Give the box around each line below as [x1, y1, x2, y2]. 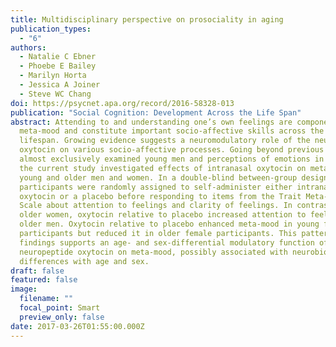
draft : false [10, 266, 65, 276]
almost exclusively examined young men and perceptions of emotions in [19, 154, 325, 164]
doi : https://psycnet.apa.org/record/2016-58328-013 [10, 98, 235, 108]
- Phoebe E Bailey [19, 61, 97, 71]
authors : [10, 42, 47, 53]
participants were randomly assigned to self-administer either [19, 182, 293, 192]
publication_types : [10, 24, 92, 34]
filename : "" [19, 294, 74, 304]
